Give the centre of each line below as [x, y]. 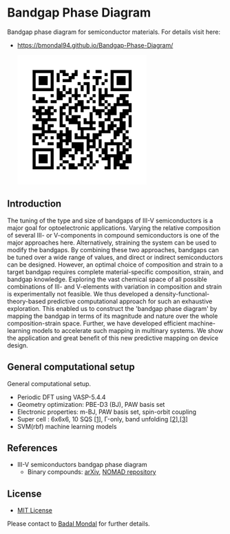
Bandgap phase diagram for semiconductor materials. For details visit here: [114, 32]
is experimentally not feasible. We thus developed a [80, 294]
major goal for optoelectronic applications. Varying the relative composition [114, 228]
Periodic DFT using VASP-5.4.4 [61, 397]
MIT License [35, 511]
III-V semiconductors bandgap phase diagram [82, 465]
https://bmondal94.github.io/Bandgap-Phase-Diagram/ [95, 45]
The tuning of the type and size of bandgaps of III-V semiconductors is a [110, 220]
